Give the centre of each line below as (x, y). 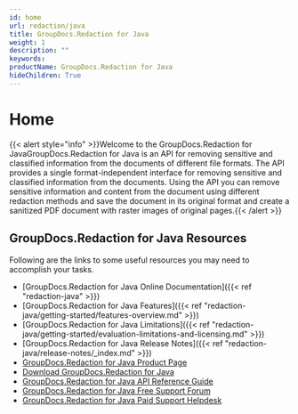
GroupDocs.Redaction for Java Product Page (105, 362)
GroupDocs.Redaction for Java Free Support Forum (116, 390)
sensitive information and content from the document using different (134, 191)
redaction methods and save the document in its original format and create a (149, 200)
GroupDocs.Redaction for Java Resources (128, 238)
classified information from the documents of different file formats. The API (147, 163)
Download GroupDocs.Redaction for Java (98, 371)
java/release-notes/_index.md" (78, 353)
